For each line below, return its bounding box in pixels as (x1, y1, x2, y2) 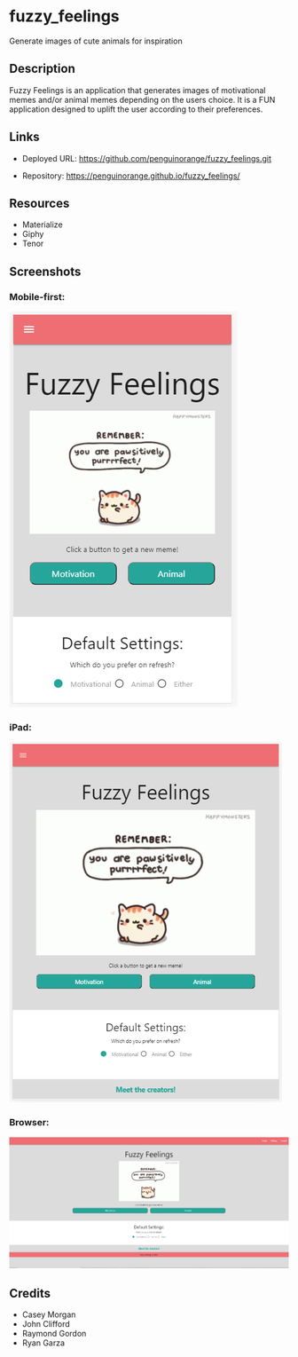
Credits (9, 1285, 51, 1301)
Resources (9, 195, 70, 210)
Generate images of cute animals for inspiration (9, 36, 184, 46)
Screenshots (9, 264, 82, 279)
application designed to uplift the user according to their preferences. (9, 104, 263, 114)
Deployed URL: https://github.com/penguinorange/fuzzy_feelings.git (21, 153, 272, 163)
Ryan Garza (21, 1337, 65, 1348)
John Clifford (21, 1318, 71, 1329)
